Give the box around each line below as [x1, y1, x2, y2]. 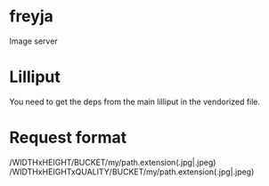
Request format [9, 127, 127, 148]
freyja [9, 6, 53, 27]
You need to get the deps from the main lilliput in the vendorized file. [9, 96, 261, 107]
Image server [9, 36, 58, 46]
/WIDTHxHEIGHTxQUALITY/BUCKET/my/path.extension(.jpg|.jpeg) [9, 166, 255, 177]
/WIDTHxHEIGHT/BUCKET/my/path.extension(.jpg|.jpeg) [9, 157, 216, 167]
